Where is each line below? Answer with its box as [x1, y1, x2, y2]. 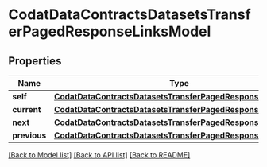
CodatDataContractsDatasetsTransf [8, 6, 252, 24]
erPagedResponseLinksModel [8, 22, 211, 41]
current [12, 104, 41, 115]
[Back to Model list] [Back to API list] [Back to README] [8, 150, 191, 160]
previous [12, 130, 47, 141]
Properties [8, 54, 62, 68]
